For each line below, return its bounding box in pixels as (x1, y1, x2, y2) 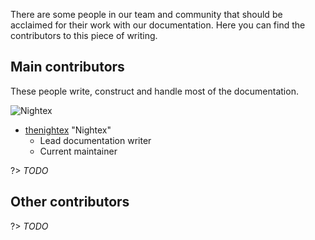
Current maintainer (39, 145, 118, 157)
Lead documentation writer (39, 134, 152, 146)
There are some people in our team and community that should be (10, 9, 283, 20)
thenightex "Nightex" (24, 124, 112, 136)
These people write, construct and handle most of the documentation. (10, 85, 299, 97)
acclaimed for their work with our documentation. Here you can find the (10, 19, 306, 31)
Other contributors (10, 194, 130, 211)
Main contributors (10, 59, 125, 76)
